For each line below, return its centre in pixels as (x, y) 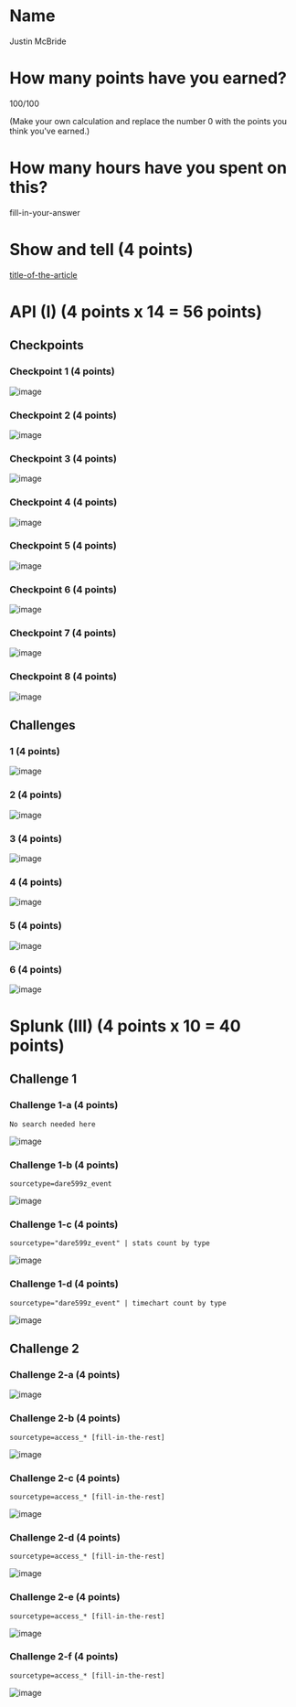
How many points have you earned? (148, 78)
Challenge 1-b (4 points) (64, 1165)
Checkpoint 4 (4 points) (63, 502)
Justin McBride (38, 41)
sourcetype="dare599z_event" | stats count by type (110, 1243)
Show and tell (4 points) (101, 250)
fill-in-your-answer (45, 212)
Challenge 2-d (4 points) (65, 1537)
